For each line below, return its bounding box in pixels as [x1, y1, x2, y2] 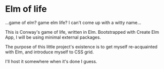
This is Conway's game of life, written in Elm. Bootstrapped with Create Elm [5, 29, 160, 35]
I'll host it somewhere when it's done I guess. [5, 58, 98, 64]
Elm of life [5, 3, 47, 15]
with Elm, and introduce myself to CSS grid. [5, 49, 94, 55]
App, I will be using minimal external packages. [5, 34, 101, 40]
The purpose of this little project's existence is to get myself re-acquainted [5, 44, 158, 49]
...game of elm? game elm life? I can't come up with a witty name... [5, 20, 142, 25]
